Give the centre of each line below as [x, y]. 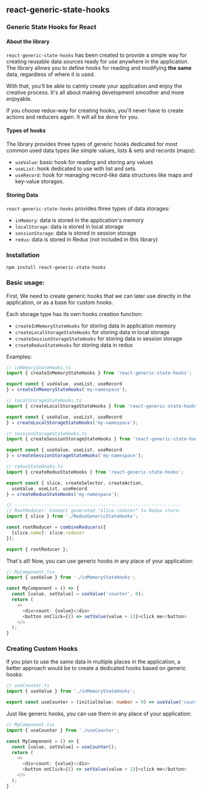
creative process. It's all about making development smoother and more [95, 92]
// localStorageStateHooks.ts [44, 401]
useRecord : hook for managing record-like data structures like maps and [103, 175]
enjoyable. [19, 98]
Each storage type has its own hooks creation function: [75, 314]
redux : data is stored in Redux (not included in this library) [86, 239]
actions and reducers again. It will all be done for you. [73, 116]
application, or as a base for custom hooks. [60, 302]
